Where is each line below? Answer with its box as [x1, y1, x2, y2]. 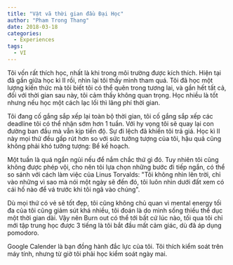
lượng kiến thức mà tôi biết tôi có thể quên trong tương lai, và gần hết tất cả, [7, 83, 227, 92]
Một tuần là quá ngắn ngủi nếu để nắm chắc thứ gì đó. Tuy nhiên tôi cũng [7, 155, 219, 163]
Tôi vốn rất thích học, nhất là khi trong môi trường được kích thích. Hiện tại [7, 68, 221, 77]
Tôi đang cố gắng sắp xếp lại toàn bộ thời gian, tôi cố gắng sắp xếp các [7, 111, 213, 120]
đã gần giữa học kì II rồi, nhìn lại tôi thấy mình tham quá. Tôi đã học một [7, 76, 213, 84]
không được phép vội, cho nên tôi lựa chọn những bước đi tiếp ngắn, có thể [7, 163, 225, 171]
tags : [7, 43, 23, 50]
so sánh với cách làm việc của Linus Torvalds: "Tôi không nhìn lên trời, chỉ [7, 170, 221, 179]
